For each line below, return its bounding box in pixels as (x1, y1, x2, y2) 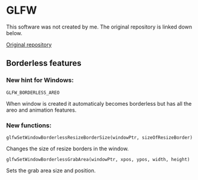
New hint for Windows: (6, 76, 74, 84)
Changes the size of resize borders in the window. (6, 145, 129, 152)
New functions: (6, 121, 52, 130)
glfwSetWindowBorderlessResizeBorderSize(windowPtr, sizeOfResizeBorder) (6, 134, 193, 140)
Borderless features (6, 58, 82, 68)
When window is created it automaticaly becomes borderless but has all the (6, 100, 192, 107)
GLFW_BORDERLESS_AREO (6, 90, 60, 96)
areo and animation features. (6, 106, 77, 113)
